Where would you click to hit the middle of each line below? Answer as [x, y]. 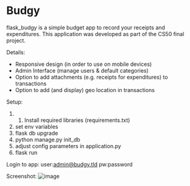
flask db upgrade [37, 133]
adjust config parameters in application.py [68, 146]
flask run [26, 152]
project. [16, 40]
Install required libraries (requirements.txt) [77, 120]
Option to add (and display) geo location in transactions [85, 90]
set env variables [37, 126]
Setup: [15, 102]
